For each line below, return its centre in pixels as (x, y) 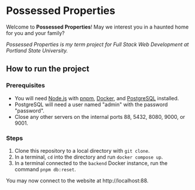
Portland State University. (37, 50)
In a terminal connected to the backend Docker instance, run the (91, 163)
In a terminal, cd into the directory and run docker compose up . (88, 157)
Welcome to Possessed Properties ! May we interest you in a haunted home (97, 27)
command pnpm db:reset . (45, 169)
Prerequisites (25, 86)
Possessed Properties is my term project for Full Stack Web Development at (97, 44)
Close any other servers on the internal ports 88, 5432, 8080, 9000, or (100, 117)
